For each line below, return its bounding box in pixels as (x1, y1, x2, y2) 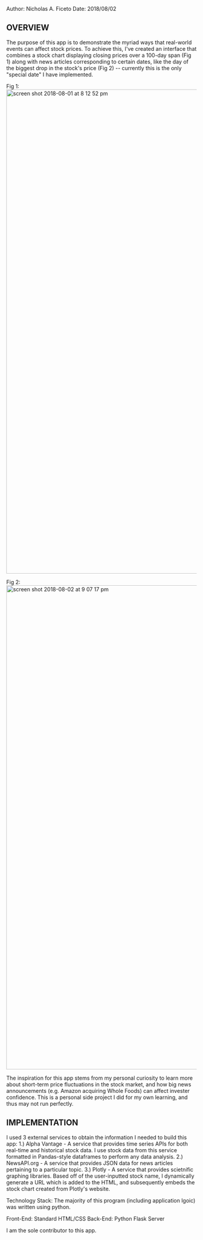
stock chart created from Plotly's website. (6, 1185, 111, 1192)
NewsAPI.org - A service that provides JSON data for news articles (6, 1159, 173, 1167)
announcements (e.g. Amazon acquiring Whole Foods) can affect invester (6, 1087, 190, 1094)
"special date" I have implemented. (6, 71, 94, 78)
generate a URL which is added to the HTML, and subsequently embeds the (6, 1178, 195, 1186)
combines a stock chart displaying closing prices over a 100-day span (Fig (6, 51, 192, 59)
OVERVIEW (6, 22, 50, 33)
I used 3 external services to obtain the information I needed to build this (6, 1133, 187, 1141)
